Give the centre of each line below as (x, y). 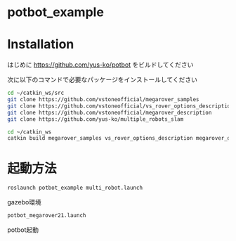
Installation (41, 45)
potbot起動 (23, 230)
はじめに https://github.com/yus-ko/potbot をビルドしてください (100, 65)
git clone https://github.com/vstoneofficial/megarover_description (110, 112)
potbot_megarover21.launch (47, 216)
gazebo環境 (25, 202)
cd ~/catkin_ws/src (36, 93)
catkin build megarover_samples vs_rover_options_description (100, 138)
